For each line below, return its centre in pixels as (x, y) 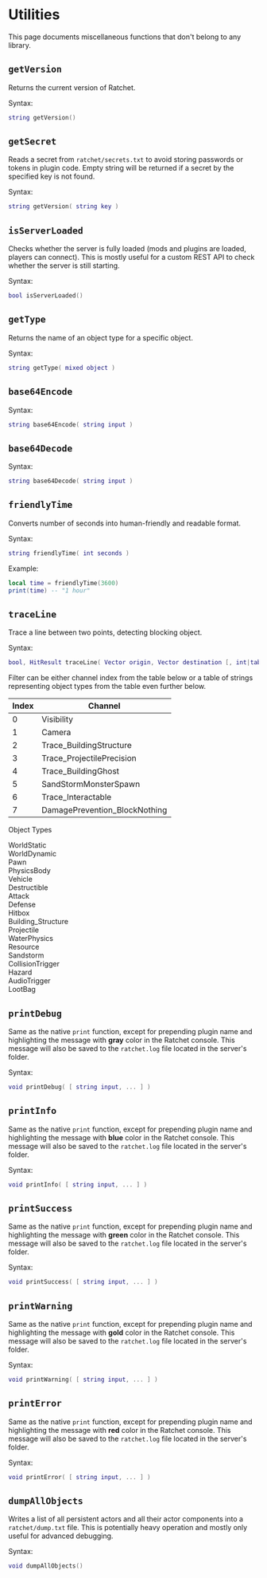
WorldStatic (27, 845)
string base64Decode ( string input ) (71, 481)
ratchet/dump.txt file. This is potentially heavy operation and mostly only (128, 1528)
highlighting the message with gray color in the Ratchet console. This (122, 1040)
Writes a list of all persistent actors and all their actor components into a (126, 1519)
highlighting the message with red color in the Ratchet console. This (120, 1430)
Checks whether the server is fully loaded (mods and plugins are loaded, (127, 249)
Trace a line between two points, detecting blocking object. (105, 632)
